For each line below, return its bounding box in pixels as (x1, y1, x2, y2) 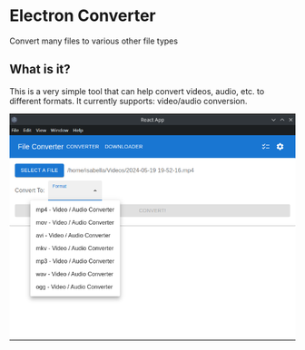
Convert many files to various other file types (9, 35, 179, 46)
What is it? (9, 62, 71, 77)
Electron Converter (9, 5, 156, 26)
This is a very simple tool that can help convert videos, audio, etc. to (9, 85, 265, 96)
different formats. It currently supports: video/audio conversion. (9, 95, 248, 106)
